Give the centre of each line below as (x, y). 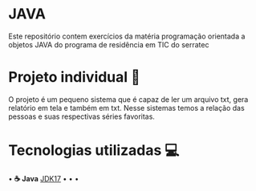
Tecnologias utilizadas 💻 (94, 150)
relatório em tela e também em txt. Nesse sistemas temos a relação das (126, 108)
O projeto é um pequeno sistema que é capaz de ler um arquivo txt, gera (128, 99)
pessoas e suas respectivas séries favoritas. (81, 116)
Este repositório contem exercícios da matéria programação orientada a (127, 36)
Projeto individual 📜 (74, 77)
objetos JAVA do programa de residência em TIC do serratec (109, 44)
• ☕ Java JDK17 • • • (44, 178)
